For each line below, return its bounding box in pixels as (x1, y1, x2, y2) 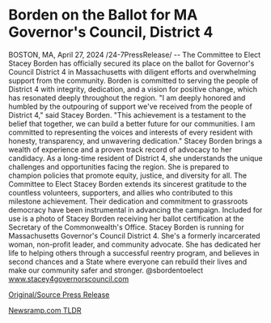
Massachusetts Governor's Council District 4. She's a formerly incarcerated (8, 230, 260, 240)
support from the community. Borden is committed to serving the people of (8, 75, 259, 85)
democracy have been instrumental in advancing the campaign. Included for (8, 205, 263, 214)
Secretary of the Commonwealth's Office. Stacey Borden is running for (8, 222, 244, 232)
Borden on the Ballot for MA (8, 6, 198, 24)
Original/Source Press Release (8, 290, 110, 299)
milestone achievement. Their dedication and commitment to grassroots (8, 196, 248, 206)
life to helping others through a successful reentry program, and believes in (8, 248, 260, 257)
